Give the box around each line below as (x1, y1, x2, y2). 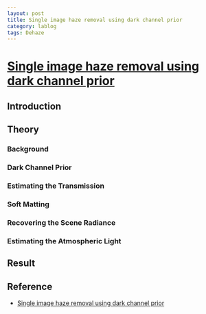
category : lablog (7, 23, 57, 29)
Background (7, 145, 49, 154)
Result (7, 258, 36, 269)
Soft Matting (7, 200, 49, 209)
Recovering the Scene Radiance (7, 217, 116, 227)
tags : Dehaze (7, 29, 45, 36)
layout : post (7, 10, 45, 17)
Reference (7, 280, 53, 292)
